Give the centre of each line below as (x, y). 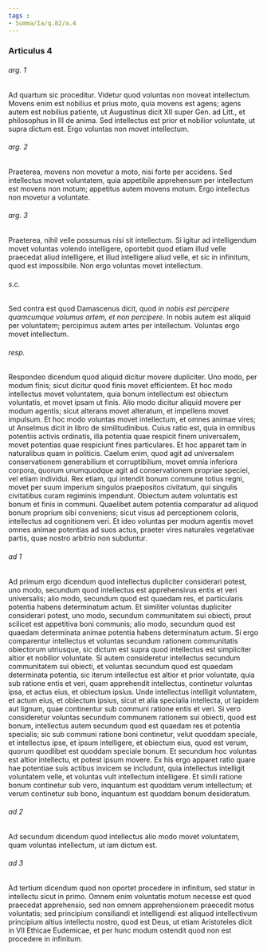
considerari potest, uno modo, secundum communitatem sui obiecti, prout (130, 615)
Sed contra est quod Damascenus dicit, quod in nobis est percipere (119, 309)
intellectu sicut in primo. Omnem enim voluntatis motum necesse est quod (130, 897)
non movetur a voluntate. (49, 197)
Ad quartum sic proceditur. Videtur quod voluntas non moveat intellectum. (130, 95)
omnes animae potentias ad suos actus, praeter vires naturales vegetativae (132, 530)
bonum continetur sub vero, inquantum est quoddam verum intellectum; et (130, 785)
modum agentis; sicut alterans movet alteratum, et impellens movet (118, 411)
